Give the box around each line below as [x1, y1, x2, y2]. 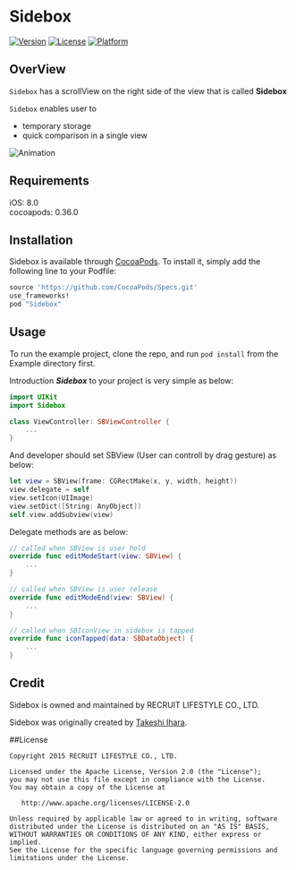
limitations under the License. [9, 853, 130, 862]
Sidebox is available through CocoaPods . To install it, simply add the [9, 256, 261, 267]
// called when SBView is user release [9, 585, 158, 594]
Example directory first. [9, 357, 96, 368]
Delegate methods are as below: [9, 526, 129, 537]
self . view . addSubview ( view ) [9, 510, 114, 519]
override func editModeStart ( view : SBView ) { [9, 552, 182, 561]
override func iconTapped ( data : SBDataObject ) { [9, 634, 194, 643]
